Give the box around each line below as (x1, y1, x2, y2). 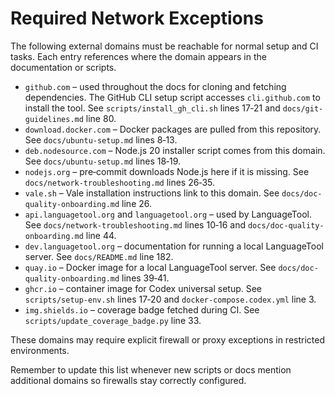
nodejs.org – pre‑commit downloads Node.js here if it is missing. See (24, 165, 310, 177)
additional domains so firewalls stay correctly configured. (10, 374, 247, 386)
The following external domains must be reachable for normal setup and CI (10, 40, 319, 52)
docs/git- (282, 103, 324, 114)
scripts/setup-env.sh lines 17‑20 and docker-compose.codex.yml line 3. (24, 293, 317, 305)
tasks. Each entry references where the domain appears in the (10, 50, 267, 62)
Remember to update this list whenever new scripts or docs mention (10, 363, 292, 376)
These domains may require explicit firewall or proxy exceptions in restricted (10, 333, 326, 346)
